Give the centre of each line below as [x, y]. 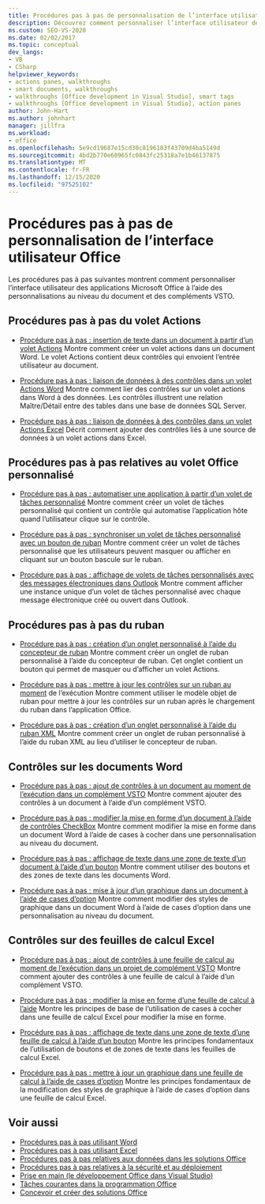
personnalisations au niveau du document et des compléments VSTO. [121, 296]
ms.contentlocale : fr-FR [49, 170]
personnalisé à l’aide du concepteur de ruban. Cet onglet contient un [131, 661]
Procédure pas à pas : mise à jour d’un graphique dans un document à [134, 890]
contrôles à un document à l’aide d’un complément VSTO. [113, 802]
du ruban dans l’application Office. [75, 710]
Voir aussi [33, 1123]
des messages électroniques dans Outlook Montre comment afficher [131, 583]
